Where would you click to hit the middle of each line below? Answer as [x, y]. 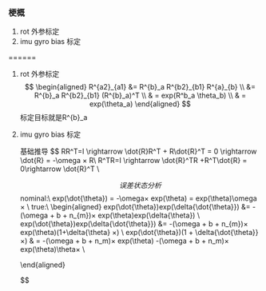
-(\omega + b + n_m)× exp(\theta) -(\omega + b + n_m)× [136, 241]
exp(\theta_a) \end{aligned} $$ [140, 104]
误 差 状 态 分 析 [140, 185]
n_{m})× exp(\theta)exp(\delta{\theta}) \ [135, 215]
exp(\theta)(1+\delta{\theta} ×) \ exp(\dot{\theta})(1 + [107, 233]
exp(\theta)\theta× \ [52, 249]
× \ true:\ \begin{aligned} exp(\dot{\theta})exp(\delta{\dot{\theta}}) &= [135, 207]
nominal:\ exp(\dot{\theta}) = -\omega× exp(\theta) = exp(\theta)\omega [138, 198]
